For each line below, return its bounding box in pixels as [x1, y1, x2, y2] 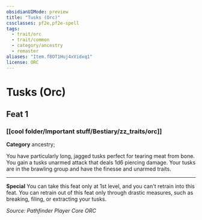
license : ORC [6, 59, 39, 65]
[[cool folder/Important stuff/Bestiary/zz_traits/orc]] [6, 127, 162, 136]
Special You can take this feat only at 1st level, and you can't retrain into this [6, 183, 195, 190]
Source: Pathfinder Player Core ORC [6, 207, 97, 215]
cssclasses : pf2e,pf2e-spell [6, 20, 79, 26]
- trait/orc [11, 31, 42, 37]
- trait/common [11, 37, 50, 43]
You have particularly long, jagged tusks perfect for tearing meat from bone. [6, 152, 195, 160]
